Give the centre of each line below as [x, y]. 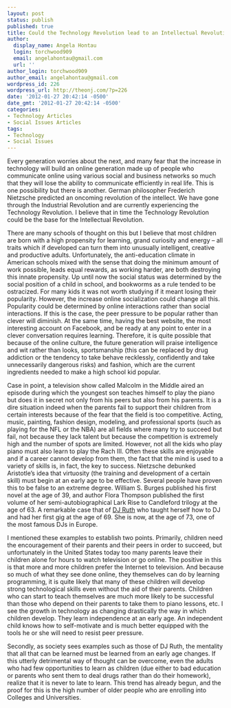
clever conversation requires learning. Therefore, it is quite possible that [109, 335]
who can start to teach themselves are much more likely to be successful [111, 596]
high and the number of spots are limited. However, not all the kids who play [115, 444]
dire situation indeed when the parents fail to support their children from [109, 408]
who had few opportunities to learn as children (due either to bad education [114, 668]
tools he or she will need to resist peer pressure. [76, 633]
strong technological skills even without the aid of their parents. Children [110, 589]
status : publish [30, 20]
